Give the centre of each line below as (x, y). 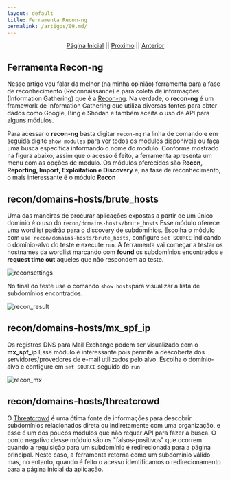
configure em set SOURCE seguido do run (83, 366)
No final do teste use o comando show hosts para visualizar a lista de (104, 286)
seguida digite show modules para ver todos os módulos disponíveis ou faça (113, 141)
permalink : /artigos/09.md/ (47, 26)
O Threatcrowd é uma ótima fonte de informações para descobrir (100, 418)
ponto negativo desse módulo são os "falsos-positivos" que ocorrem (105, 439)
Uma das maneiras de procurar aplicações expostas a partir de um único (110, 216)
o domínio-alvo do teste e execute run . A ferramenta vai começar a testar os (115, 245)
